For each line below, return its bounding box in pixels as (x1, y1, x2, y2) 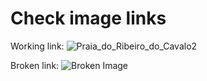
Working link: (10, 40, 65, 52)
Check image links (10, 7, 167, 30)
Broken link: (10, 59, 60, 71)
